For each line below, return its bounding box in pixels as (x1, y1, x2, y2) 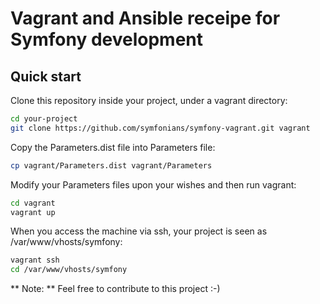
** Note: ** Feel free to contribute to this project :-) (10, 283, 221, 295)
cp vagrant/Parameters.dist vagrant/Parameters (10, 160, 213, 171)
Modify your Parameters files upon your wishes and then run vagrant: (10, 178, 297, 191)
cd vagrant (10, 198, 56, 208)
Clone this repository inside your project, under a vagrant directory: (10, 95, 288, 106)
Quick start (10, 68, 82, 85)
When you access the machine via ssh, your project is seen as (10, 225, 268, 237)
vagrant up (10, 207, 56, 217)
